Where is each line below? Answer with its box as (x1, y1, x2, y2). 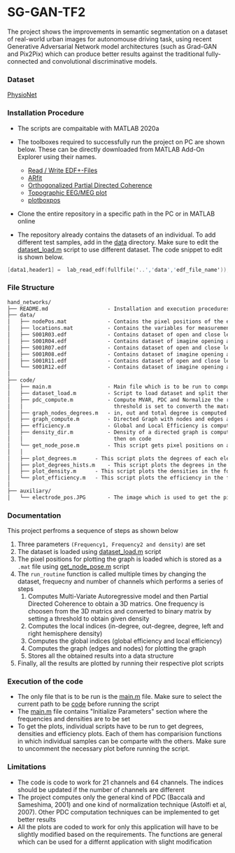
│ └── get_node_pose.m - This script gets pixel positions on (7, 442, 224, 449)
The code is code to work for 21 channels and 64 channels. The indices (17, 778, 224, 786)
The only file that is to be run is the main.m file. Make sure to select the (17, 693, 222, 701)
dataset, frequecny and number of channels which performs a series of (17, 577, 224, 585)
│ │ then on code (7, 436, 152, 443)
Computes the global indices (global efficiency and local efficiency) (27, 637, 222, 645)
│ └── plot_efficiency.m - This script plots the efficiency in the (7, 474, 224, 482)
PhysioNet (7, 90, 37, 99)
